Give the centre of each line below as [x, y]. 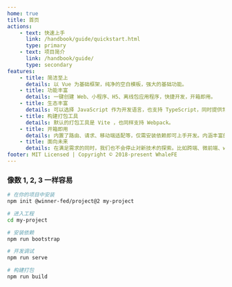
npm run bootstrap [33, 239]
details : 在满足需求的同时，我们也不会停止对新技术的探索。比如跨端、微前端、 [124, 148]
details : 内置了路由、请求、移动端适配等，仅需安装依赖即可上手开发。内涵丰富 [124, 135]
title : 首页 [23, 20]
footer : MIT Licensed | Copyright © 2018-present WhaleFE [92, 155]
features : [21, 71]
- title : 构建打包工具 [49, 116]
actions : [20, 26]
